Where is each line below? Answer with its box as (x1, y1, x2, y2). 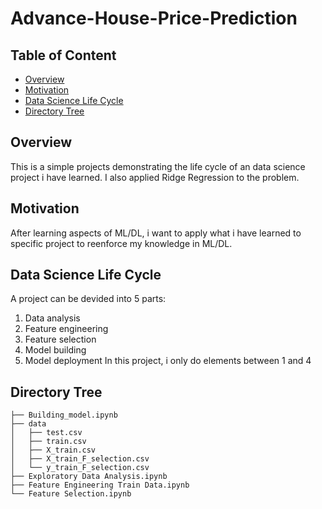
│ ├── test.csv (10, 428, 83, 438)
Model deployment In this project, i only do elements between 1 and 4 (24, 355, 312, 367)
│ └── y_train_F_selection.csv (10, 463, 150, 473)
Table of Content (10, 47, 117, 64)
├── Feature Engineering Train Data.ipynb (10, 480, 190, 491)
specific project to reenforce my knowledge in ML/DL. (10, 237, 233, 249)
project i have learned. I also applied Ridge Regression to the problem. (10, 171, 300, 183)
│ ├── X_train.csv (10, 445, 97, 456)
